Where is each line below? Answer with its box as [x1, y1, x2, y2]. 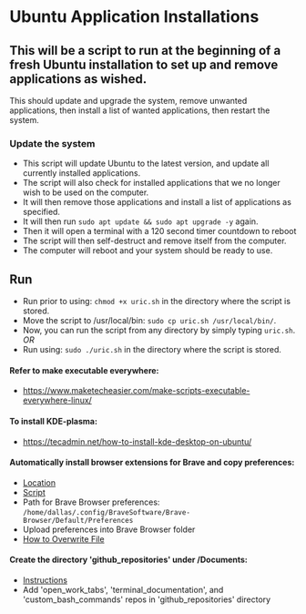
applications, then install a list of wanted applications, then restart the [9, 105, 270, 116]
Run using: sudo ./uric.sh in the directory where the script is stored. [22, 344, 282, 355]
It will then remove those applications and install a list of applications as [22, 197, 291, 208]
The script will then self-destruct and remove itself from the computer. [22, 235, 287, 247]
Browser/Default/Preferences [22, 516, 134, 525]
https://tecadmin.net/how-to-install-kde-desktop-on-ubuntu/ [22, 435, 252, 447]
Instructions [22, 574, 68, 585]
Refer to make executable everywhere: [9, 364, 159, 375]
